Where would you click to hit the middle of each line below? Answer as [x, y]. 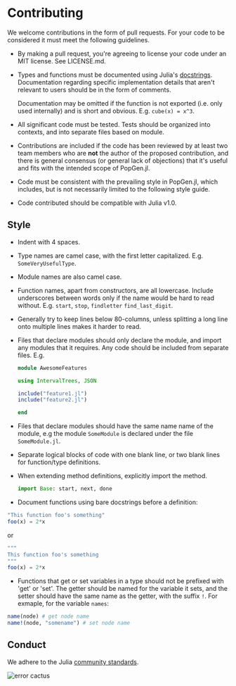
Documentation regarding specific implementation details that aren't [116, 82]
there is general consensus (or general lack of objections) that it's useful [123, 161]
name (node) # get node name [48, 617]
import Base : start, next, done [65, 489]
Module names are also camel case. [70, 277]
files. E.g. [31, 355]
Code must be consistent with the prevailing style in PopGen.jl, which [118, 182]
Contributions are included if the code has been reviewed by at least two [123, 145]
